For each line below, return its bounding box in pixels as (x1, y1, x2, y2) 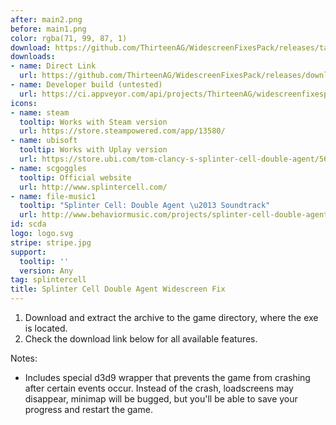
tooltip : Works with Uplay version (19, 145, 168, 155)
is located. (24, 322, 68, 334)
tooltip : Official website (19, 172, 132, 183)
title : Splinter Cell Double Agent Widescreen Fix (10, 284, 226, 295)
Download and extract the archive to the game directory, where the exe (24, 312, 319, 323)
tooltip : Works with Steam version (19, 117, 168, 127)
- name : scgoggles (10, 163, 87, 173)
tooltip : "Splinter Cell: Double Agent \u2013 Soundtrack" (19, 201, 271, 211)
